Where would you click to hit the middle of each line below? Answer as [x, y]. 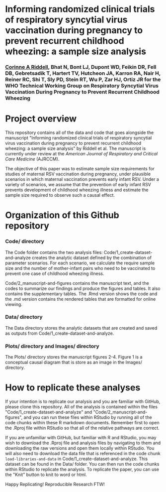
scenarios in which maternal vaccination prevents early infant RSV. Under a [82, 179]
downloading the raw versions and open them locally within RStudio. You [80, 448]
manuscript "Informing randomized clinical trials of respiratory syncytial [79, 138]
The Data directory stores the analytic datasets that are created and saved [81, 328]
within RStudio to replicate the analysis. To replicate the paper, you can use [82, 470]
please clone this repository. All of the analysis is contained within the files [82, 407]
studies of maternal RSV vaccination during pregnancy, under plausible [78, 174]
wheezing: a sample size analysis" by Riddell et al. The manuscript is [76, 148]
